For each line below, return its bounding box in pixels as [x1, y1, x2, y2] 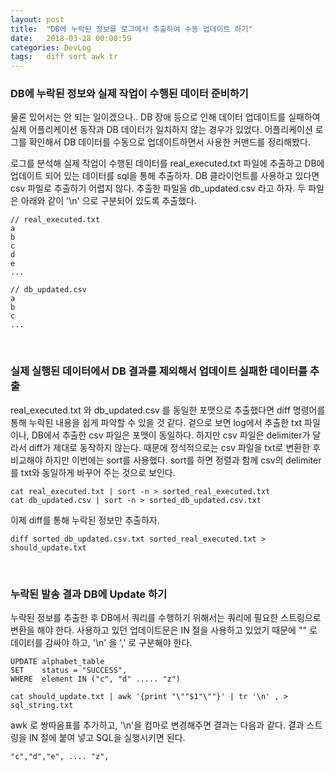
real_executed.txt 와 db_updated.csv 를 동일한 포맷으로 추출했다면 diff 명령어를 [10, 404, 326, 416]
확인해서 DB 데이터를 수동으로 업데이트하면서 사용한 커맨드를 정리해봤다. [28, 136, 311, 148]
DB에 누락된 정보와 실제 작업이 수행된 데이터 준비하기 [10, 87, 249, 101]
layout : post [10, 14, 65, 25]
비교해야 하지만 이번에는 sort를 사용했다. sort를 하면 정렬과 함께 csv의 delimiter [10, 454, 322, 466]
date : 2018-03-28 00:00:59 [10, 33, 132, 43]
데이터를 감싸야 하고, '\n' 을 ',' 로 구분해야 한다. [10, 637, 193, 649]
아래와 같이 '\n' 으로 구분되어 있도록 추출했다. [20, 195, 198, 207]
